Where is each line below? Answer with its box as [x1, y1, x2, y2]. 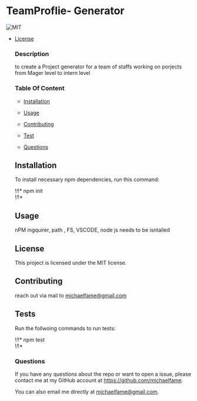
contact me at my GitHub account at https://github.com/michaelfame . [14, 376, 183, 384]
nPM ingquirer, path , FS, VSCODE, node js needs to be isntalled [14, 226, 171, 234]
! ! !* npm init [14, 188, 43, 195]
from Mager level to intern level [14, 70, 91, 77]
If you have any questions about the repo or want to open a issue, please [14, 370, 192, 377]
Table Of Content [14, 84, 65, 93]
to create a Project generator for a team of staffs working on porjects [14, 63, 182, 70]
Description [14, 50, 49, 58]
